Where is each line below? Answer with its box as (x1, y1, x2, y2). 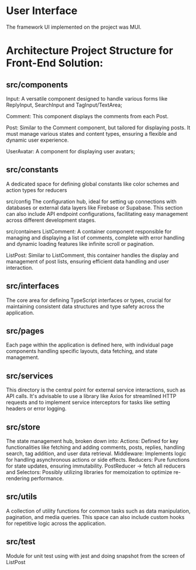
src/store (6, 422, 40, 432)
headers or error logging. (6, 405, 67, 412)
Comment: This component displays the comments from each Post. (6, 112, 169, 119)
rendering (6, 475, 30, 482)
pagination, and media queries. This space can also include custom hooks (6, 513, 185, 520)
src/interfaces (6, 281, 60, 291)
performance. (30, 475, 64, 482)
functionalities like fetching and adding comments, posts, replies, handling (6, 444, 185, 451)
